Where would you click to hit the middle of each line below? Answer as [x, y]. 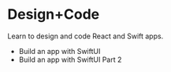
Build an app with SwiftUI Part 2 [70, 59]
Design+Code [54, 14]
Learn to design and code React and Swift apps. [85, 36]
